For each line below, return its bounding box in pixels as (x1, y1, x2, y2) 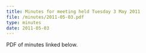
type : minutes (6, 19, 42, 25)
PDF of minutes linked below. (6, 41, 78, 48)
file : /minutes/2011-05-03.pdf (6, 14, 84, 20)
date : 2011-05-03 (6, 25, 50, 31)
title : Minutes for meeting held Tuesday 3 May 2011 (6, 8, 141, 15)
